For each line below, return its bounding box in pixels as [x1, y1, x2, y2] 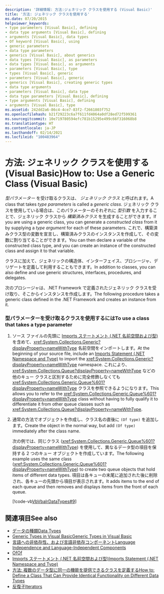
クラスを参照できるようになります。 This [78, 385, 159, 391]
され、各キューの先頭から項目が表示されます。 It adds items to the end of [12, 478, 160, 484]
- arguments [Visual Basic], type [5, 103, 76, 108]
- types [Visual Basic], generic [5, 71, 73, 76]
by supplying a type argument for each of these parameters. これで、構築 [5, 225, 154, 231]
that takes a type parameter [5, 321, 72, 328]
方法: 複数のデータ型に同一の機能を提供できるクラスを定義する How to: [12, 567, 155, 573]
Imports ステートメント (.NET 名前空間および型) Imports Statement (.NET [12, 556, 159, 562]
